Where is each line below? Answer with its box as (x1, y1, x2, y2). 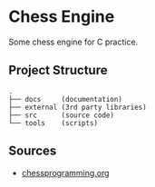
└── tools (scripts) (8, 118, 99, 128)
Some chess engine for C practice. (8, 36, 139, 47)
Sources (8, 143, 57, 159)
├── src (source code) (8, 111, 115, 120)
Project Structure (8, 63, 108, 78)
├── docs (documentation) (8, 94, 123, 103)
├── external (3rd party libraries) (8, 103, 147, 112)
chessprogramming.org (21, 167, 110, 178)
